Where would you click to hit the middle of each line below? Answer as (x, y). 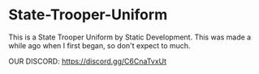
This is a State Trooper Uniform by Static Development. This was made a (130, 37)
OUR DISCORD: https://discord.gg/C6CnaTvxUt (88, 61)
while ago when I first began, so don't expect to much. (99, 45)
